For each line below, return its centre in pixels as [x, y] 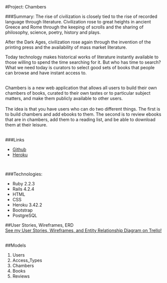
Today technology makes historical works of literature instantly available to [82, 57]
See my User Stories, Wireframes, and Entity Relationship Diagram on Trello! [83, 230]
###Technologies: [24, 174]
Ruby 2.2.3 [23, 184]
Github [19, 149]
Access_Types [27, 260]
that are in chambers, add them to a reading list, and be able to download [80, 120]
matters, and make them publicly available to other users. [64, 98]
